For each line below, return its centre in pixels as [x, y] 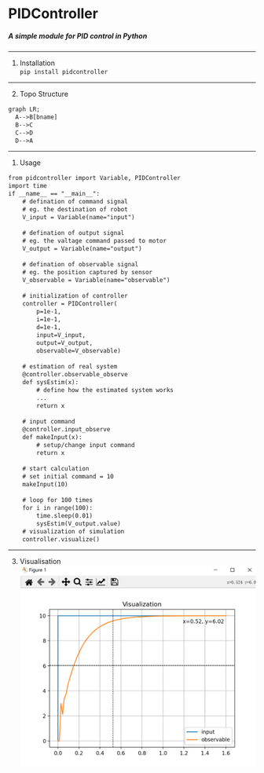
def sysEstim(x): [51, 383]
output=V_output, [64, 343]
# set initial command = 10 [68, 477]
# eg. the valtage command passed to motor [95, 241]
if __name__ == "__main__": [54, 194]
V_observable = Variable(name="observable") [96, 280]
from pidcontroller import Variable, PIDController [94, 178]
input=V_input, [61, 335]
